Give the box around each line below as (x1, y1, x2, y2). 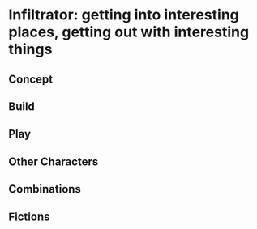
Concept (8, 72, 54, 86)
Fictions (8, 210, 50, 223)
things (8, 40, 53, 58)
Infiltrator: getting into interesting (8, 6, 239, 24)
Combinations (8, 182, 81, 196)
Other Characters (8, 155, 99, 168)
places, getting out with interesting (8, 23, 250, 41)
